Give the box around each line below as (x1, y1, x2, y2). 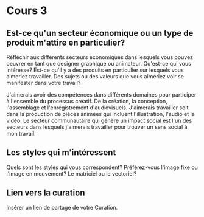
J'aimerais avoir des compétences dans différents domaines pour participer (6, 91, 197, 98)
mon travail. (6, 130, 36, 137)
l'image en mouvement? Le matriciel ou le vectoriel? (6, 170, 137, 177)
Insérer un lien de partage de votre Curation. (6, 204, 118, 211)
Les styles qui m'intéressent (6, 147, 116, 158)
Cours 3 (6, 4, 47, 18)
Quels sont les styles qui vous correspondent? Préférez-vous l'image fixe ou (6, 164, 198, 171)
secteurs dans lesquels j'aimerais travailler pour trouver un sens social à (6, 123, 188, 131)
